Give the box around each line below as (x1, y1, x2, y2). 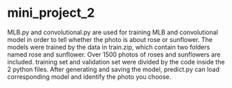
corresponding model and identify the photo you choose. (7, 72, 172, 81)
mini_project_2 (7, 5, 95, 21)
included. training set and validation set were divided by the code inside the (7, 57, 225, 66)
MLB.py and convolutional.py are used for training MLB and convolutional (7, 28, 219, 36)
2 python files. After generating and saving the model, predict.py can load (7, 65, 220, 73)
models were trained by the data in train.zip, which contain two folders (7, 43, 210, 51)
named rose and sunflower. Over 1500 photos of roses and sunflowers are (7, 50, 221, 59)
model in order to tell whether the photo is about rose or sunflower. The (7, 35, 213, 43)
